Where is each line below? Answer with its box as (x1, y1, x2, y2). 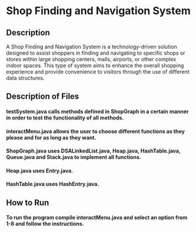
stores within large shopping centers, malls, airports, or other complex (6, 56, 177, 62)
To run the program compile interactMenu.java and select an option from (6, 214, 188, 221)
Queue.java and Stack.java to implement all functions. (6, 154, 141, 161)
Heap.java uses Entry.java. (6, 167, 74, 174)
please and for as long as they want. (6, 134, 97, 141)
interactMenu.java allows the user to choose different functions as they (6, 128, 185, 135)
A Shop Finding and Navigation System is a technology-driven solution (6, 43, 178, 50)
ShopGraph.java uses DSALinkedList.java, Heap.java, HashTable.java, (6, 147, 181, 154)
